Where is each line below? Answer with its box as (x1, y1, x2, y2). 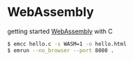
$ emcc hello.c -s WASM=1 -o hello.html (7, 40, 127, 47)
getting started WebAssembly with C (7, 27, 113, 35)
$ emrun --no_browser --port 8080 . (7, 46, 114, 54)
